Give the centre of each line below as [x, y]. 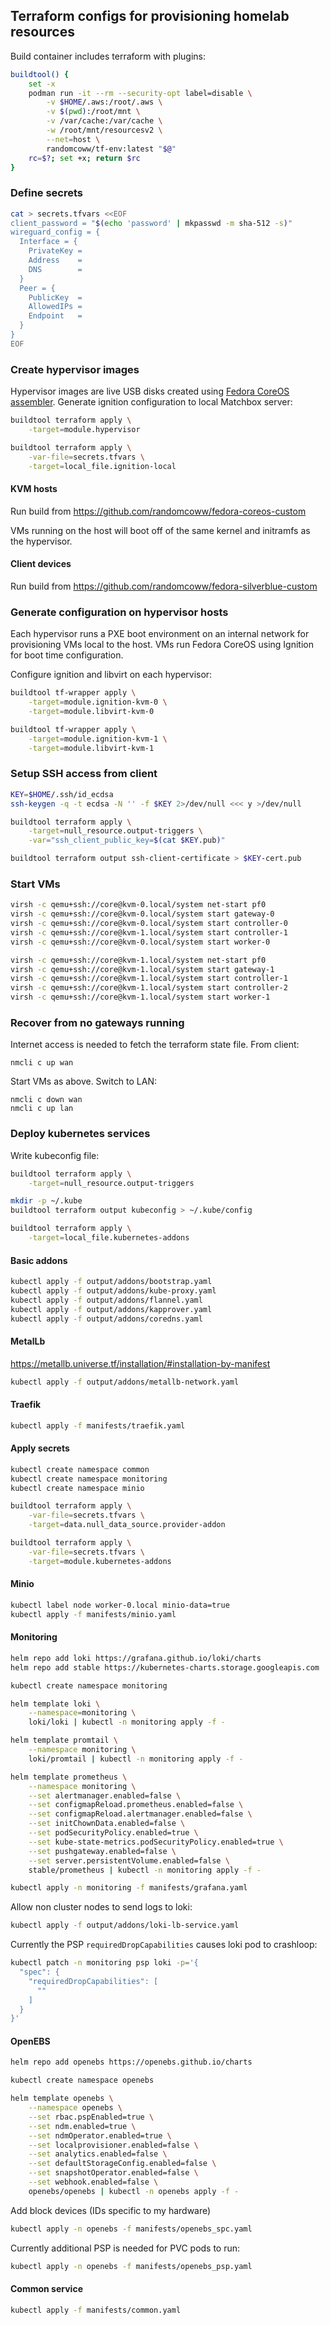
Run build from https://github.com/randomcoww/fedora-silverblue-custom [164, 586]
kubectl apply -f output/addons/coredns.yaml [106, 1319]
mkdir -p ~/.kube [46, 1201]
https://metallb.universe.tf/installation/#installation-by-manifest [140, 1363]
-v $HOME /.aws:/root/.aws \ [104, 102]
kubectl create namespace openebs [82, 2080]
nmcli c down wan [46, 1100]
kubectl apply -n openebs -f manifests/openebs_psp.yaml [131, 2266]
